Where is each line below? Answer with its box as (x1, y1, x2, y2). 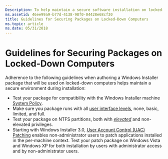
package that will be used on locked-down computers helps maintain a (5, 80, 151, 86)
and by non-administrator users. (12, 148, 79, 154)
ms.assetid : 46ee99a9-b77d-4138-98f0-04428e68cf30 (5, 12, 113, 17)
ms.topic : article (5, 21, 43, 26)
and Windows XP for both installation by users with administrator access (12, 143, 162, 149)
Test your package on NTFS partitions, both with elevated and (12, 116, 141, 122)
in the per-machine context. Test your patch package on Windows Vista (12, 137, 160, 143)
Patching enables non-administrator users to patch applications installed (12, 132, 162, 138)
